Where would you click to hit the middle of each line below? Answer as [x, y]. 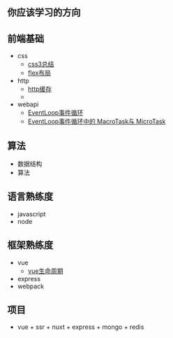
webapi [28, 104]
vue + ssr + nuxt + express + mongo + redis [81, 327]
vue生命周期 [45, 271]
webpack [30, 286]
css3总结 [41, 64]
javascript [31, 214]
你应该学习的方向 [44, 13]
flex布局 [39, 73]
